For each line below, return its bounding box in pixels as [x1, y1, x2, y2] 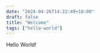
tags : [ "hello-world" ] [6, 25, 62, 31]
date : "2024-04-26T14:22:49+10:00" [6, 8, 95, 15]
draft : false [6, 14, 39, 20]
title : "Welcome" [6, 19, 49, 25]
